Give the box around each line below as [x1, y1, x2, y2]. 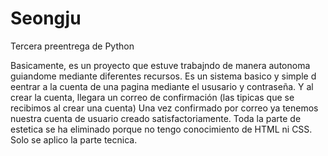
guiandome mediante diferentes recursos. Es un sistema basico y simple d [10, 70, 317, 82]
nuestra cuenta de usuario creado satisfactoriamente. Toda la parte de [10, 112, 302, 124]
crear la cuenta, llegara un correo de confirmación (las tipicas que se [10, 91, 295, 103]
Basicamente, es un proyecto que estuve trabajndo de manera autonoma [10, 59, 311, 71]
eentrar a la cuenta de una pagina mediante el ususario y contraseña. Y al [10, 80, 314, 92]
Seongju [10, 7, 82, 30]
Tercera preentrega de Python [10, 40, 135, 52]
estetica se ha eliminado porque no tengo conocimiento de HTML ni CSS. [10, 123, 313, 135]
